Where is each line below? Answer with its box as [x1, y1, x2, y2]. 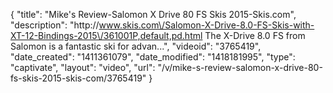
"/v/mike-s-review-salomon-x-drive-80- [157, 62, 323, 73]
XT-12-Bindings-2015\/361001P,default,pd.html [10, 30, 203, 41]
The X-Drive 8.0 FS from [204, 30, 306, 41]
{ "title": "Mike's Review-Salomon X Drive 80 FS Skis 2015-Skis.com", [10, 9, 297, 20]
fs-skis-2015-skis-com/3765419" [10, 72, 147, 84]
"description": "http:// [10, 19, 100, 31]
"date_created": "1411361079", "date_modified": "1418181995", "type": [10, 51, 296, 63]
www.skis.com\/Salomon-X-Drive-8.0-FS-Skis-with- [98, 19, 315, 31]
